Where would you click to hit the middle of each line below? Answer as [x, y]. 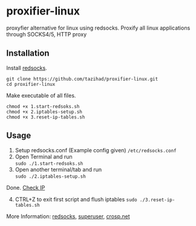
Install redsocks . [27, 68]
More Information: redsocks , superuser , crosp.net [68, 216]
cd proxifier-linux [31, 84]
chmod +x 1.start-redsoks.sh [43, 106]
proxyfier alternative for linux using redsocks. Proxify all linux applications [98, 28]
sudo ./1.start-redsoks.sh [49, 163]
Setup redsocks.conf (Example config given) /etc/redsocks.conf [96, 150]
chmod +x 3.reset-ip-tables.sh [46, 117]
